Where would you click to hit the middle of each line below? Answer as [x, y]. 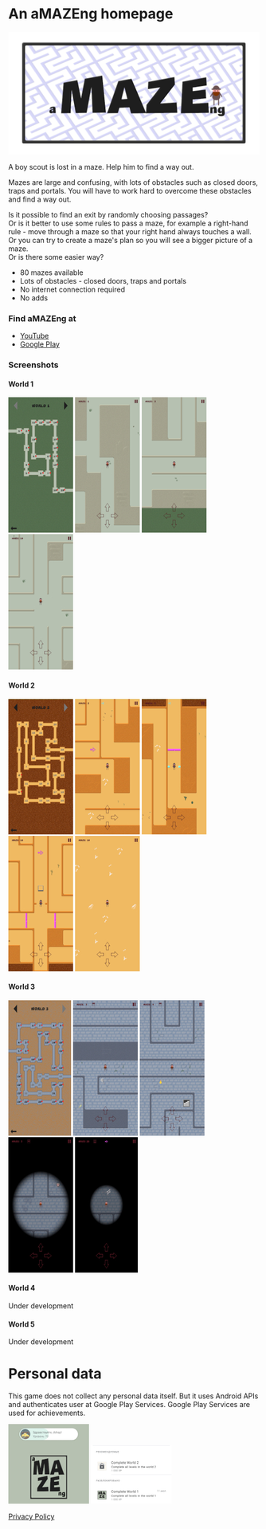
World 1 [21, 384]
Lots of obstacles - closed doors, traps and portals [103, 281]
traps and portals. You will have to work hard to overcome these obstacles [130, 191]
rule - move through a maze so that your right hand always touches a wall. [130, 232]
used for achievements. [47, 1413]
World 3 [22, 987]
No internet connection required [72, 290]
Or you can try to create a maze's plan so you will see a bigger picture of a [131, 241]
